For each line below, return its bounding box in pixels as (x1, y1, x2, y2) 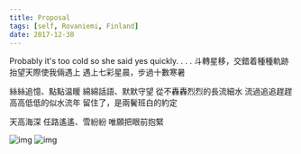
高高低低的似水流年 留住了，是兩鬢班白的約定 (9, 97, 178, 108)
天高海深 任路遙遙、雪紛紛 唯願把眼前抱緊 (9, 116, 164, 127)
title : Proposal (9, 13, 70, 23)
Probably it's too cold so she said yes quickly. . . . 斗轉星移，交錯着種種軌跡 (9, 56, 289, 67)
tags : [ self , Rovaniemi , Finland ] (9, 22, 140, 31)
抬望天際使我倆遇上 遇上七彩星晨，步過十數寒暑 (9, 67, 186, 77)
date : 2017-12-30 (9, 30, 75, 39)
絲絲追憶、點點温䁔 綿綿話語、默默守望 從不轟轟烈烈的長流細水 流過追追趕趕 (9, 86, 293, 97)
